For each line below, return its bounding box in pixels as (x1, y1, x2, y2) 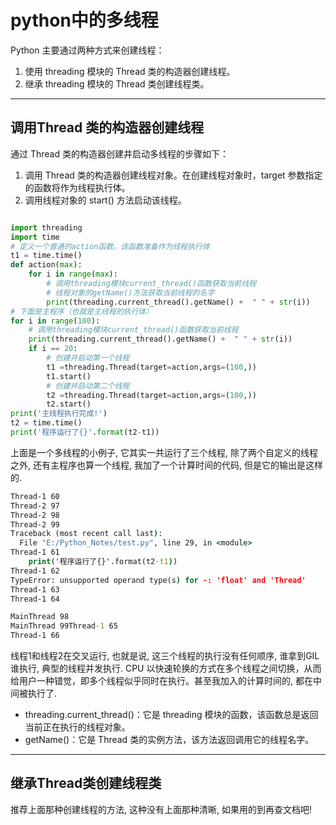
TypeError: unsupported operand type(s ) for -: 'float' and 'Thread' (10, 575, 307, 585)
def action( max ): (10, 260, 83, 270)
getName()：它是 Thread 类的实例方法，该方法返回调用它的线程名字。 (24, 734, 315, 745)
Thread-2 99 (10, 519, 60, 530)
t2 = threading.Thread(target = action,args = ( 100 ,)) (46, 390, 257, 400)
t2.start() (46, 399, 92, 410)
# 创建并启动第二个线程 (46, 381, 130, 391)
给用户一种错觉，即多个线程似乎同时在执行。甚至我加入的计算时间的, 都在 (10, 675, 313, 686)
